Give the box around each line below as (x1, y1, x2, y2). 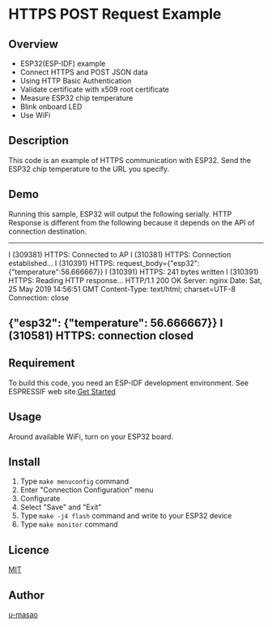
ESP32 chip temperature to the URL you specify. (8, 164, 170, 174)
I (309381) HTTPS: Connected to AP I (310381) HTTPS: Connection (8, 249, 232, 260)
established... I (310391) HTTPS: (8, 258, 116, 268)
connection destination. (8, 226, 87, 236)
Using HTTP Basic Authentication (19, 76, 132, 85)
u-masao (8, 610, 38, 620)
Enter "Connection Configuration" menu (19, 485, 154, 495)
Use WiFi (19, 110, 51, 120)
